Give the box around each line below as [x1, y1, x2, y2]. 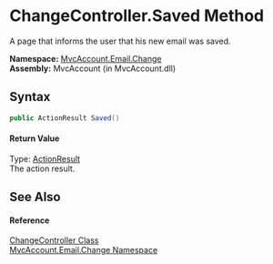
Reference [9, 215, 50, 226]
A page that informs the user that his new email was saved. [9, 36, 231, 46]
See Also [9, 189, 61, 205]
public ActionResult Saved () [9, 113, 120, 123]
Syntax [9, 89, 51, 105]
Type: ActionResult [9, 153, 80, 164]
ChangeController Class [9, 235, 99, 246]
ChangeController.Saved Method [9, 5, 265, 26]
